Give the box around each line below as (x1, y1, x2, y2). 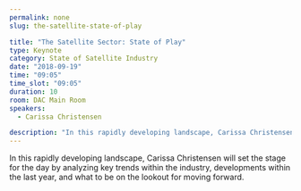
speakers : (9, 104, 47, 112)
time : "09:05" (9, 71, 63, 80)
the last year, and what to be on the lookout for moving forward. (9, 171, 245, 183)
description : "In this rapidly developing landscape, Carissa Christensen (9, 129, 295, 137)
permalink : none (9, 12, 70, 22)
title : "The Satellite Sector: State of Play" (9, 37, 186, 46)
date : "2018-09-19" (9, 62, 82, 71)
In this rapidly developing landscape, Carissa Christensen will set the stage (9, 153, 287, 163)
